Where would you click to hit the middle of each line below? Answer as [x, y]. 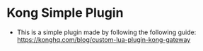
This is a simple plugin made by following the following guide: [106, 32]
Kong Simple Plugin [65, 13]
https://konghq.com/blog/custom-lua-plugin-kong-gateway [104, 39]
